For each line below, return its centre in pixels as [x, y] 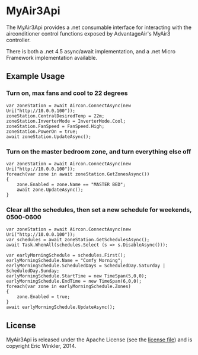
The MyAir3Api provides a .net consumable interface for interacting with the [99, 27]
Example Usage [36, 76]
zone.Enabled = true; [43, 297]
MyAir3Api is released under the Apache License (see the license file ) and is [99, 340]
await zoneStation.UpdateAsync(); [49, 137]
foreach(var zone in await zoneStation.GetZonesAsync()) [78, 174]
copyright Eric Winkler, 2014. [41, 346]
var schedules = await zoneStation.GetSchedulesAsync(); [78, 240]
